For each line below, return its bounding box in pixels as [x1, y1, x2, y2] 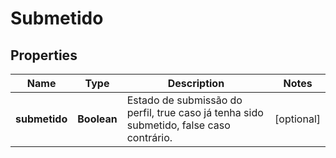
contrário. [126, 131, 173, 144]
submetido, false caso [126, 118, 231, 132]
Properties [10, 47, 78, 64]
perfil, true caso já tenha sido [126, 106, 264, 119]
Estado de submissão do [126, 93, 243, 107]
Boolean [77, 112, 118, 126]
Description [167, 77, 225, 90]
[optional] [274, 112, 321, 126]
